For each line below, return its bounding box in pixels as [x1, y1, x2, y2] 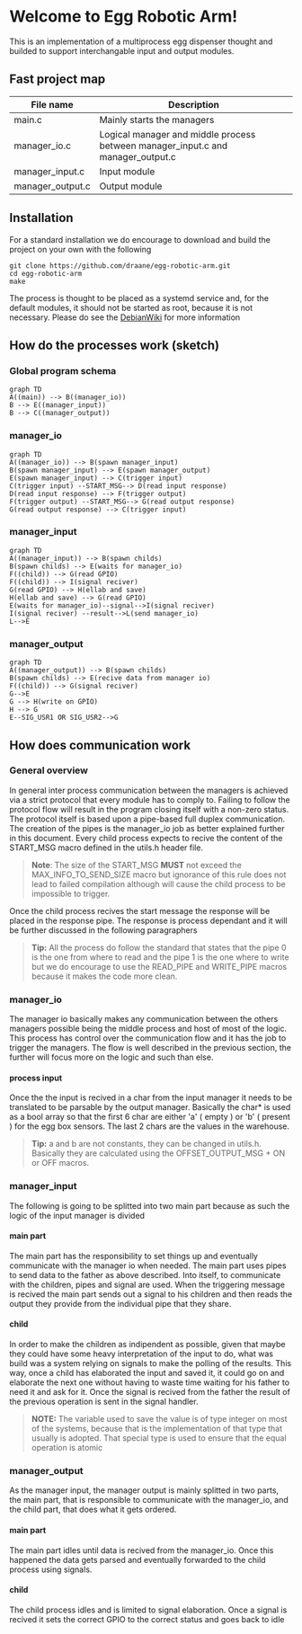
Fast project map [9, 72, 106, 87]
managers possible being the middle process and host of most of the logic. [9, 1023, 288, 1035]
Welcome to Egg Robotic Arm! [9, 6, 238, 27]
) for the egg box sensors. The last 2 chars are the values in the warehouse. [9, 1121, 290, 1132]
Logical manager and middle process [99, 128, 256, 140]
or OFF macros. [31, 1158, 90, 1168]
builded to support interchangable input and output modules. [9, 45, 235, 56]
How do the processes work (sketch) [9, 337, 220, 352]
